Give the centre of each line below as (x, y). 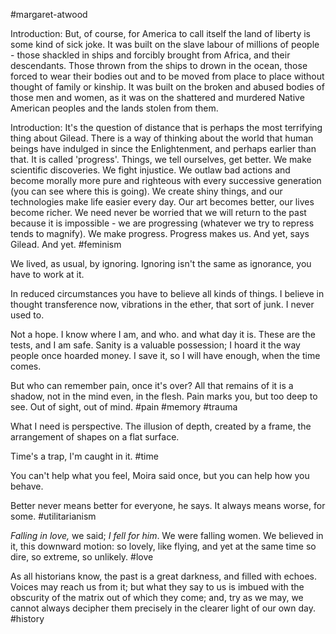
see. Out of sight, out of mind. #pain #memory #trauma (124, 407)
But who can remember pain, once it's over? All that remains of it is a (152, 385)
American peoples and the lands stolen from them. (114, 108)
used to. (27, 315)
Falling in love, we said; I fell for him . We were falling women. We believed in (167, 535)
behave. (27, 486)
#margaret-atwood (49, 14)
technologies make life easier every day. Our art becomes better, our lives (162, 202)
